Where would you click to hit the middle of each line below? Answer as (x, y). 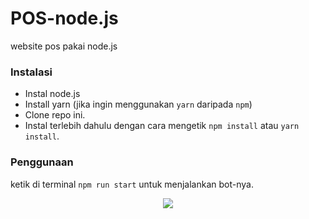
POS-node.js (64, 18)
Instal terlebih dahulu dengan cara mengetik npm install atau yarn (162, 126)
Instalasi (31, 72)
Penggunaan (42, 162)
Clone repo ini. (55, 115)
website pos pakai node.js (64, 46)
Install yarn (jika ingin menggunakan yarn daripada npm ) (138, 104)
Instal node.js (52, 94)
